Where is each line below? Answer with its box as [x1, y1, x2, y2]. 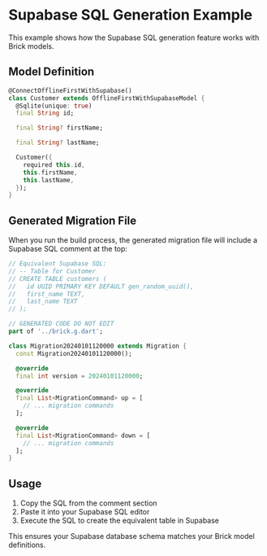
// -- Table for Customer [8, 267, 96, 275]
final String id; [15, 109, 75, 117]
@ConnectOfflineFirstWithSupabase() [8, 86, 132, 94]
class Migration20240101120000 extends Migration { [8, 342, 187, 350]
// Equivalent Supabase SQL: [8, 260, 107, 268]
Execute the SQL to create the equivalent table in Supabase [19, 515, 220, 526]
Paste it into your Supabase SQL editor [19, 507, 150, 517]
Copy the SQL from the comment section [19, 498, 157, 508]
